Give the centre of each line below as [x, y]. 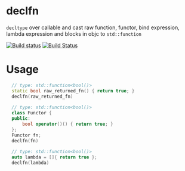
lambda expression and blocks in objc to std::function [74, 33]
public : [21, 119]
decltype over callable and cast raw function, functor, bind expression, [93, 27]
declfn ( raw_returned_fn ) [42, 97]
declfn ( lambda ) [30, 163]
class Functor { [32, 113]
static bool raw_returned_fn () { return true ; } [73, 91]
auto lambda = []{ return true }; [54, 157]
